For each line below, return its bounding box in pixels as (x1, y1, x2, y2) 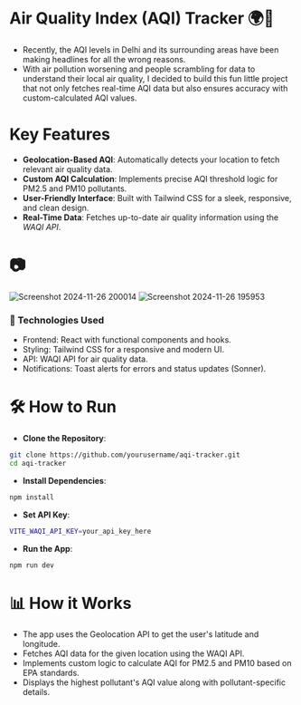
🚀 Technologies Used (9, 314, 105, 326)
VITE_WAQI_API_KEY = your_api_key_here (9, 526, 152, 536)
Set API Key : (22, 509, 71, 520)
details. (22, 687, 51, 698)
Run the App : (22, 543, 73, 554)
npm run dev (9, 560, 54, 570)
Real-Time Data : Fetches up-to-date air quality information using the (22, 211, 278, 223)
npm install (9, 492, 54, 502)
